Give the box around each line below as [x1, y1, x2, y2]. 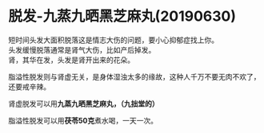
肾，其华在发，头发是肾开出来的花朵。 [8, 55, 134, 65]
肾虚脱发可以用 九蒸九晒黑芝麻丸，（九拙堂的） [8, 99, 159, 108]
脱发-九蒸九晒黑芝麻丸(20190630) [8, 7, 237, 25]
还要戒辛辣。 [8, 81, 50, 92]
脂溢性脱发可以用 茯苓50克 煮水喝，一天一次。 [8, 115, 158, 125]
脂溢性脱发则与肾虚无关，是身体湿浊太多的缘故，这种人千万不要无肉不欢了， [8, 72, 261, 81]
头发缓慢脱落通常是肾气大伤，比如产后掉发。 [8, 45, 156, 54]
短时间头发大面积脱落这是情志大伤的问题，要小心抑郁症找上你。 [8, 35, 218, 45]
